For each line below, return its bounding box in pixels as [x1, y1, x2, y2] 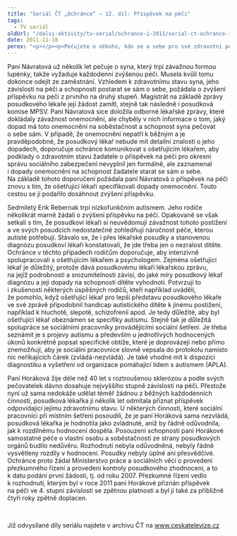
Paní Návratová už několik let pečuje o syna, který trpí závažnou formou [7, 63, 217, 70]
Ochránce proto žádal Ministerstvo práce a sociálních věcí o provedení [7, 456, 213, 465]
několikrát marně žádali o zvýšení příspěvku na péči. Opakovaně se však [7, 211, 219, 219]
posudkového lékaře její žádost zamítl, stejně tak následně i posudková [7, 100, 214, 108]
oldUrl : [7, 30, 30, 37]
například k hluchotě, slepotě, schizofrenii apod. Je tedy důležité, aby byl [7, 308, 220, 316]
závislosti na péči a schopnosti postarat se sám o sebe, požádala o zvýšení [7, 85, 226, 93]
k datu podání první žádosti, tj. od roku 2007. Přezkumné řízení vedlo [7, 471, 207, 480]
